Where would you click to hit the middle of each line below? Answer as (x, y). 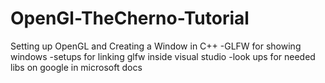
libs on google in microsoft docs (76, 67)
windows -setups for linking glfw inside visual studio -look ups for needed (163, 56)
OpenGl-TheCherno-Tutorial (130, 18)
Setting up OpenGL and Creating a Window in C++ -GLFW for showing (156, 46)
